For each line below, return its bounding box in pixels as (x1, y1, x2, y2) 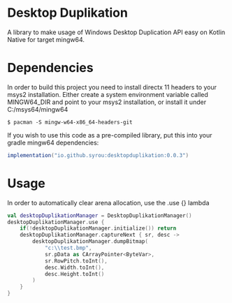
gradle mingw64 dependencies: (7, 138, 99, 147)
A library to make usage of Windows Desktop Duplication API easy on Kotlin (7, 28, 226, 36)
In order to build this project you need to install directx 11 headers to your (7, 82, 217, 91)
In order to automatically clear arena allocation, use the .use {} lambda (7, 198, 210, 207)
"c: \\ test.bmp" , (44, 244, 92, 252)
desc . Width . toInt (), (44, 264, 105, 271)
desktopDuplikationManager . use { (7, 219, 105, 226)
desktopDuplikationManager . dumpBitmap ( (32, 238, 149, 245)
